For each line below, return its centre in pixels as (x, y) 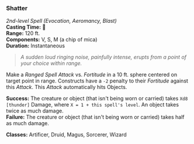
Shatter (17, 8)
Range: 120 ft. (23, 33)
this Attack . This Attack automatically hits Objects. (67, 87)
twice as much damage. (35, 111)
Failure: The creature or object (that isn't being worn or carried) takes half (96, 117)
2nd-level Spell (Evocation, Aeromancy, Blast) (61, 21)
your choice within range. (51, 63)
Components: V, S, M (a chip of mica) (52, 40)
